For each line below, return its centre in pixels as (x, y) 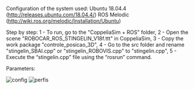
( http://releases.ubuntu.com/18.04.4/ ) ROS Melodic (68, 15)
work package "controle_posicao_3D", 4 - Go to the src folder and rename (96, 44)
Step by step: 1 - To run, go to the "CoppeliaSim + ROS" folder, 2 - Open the (97, 32)
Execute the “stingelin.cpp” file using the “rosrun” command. (79, 57)
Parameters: (21, 69)
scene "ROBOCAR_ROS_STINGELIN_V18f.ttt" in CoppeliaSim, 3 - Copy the (95, 38)
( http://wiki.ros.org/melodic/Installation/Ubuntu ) (64, 21)
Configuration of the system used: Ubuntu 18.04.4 (66, 8)
